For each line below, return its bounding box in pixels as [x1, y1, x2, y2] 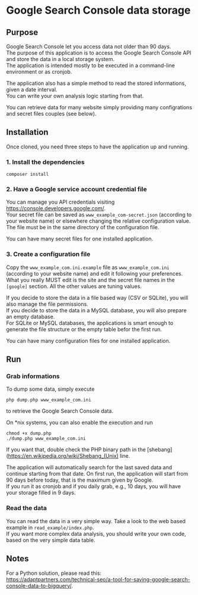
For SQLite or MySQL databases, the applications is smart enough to [6, 319, 174, 327]
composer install [6, 172, 49, 178]
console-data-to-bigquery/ [6, 582, 72, 589]
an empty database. [6, 313, 55, 320]
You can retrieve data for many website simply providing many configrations [6, 104, 193, 110]
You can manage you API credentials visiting [6, 198, 115, 205]
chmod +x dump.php [6, 431, 52, 436]
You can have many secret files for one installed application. [6, 235, 154, 242]
